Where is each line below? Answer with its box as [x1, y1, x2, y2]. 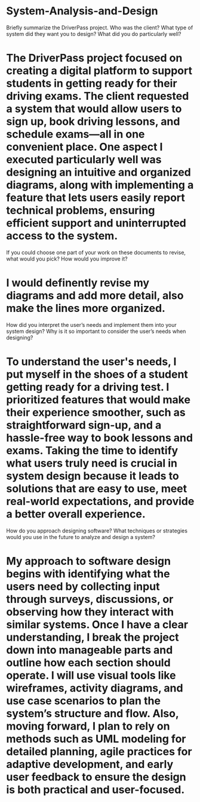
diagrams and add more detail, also [6, 289, 184, 302]
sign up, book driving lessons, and [6, 115, 180, 128]
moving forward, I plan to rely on [6, 719, 170, 733]
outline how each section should [6, 656, 171, 669]
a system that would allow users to [6, 102, 182, 116]
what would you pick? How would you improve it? [6, 255, 128, 262]
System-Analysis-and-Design [6, 4, 158, 18]
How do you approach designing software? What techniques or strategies [6, 527, 188, 534]
